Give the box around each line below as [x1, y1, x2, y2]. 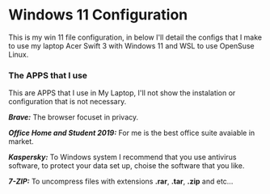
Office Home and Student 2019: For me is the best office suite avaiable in [8, 128, 255, 138]
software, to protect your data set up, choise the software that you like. [8, 161, 245, 171]
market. [8, 137, 34, 146]
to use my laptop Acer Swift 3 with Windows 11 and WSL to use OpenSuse [8, 40, 255, 50]
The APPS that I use [8, 70, 87, 81]
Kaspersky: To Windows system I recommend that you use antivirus [8, 152, 237, 162]
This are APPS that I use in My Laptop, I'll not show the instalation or [8, 88, 236, 98]
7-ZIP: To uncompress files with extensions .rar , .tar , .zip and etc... [8, 176, 234, 187]
